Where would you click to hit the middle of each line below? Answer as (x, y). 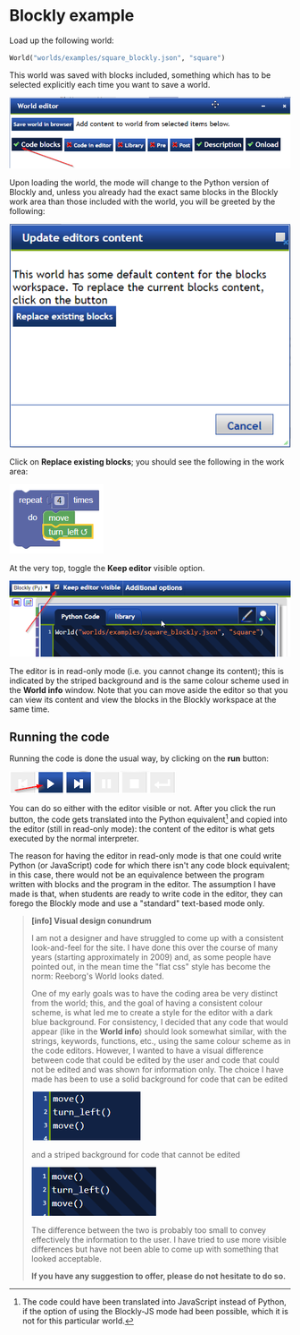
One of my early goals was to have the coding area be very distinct (154, 993)
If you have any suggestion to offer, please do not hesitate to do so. (158, 1276)
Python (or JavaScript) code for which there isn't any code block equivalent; (150, 865)
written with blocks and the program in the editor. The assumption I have (143, 884)
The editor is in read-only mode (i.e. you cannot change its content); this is (146, 671)
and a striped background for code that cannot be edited (136, 1155)
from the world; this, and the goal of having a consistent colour (147, 1003)
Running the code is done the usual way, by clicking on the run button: (139, 758)
